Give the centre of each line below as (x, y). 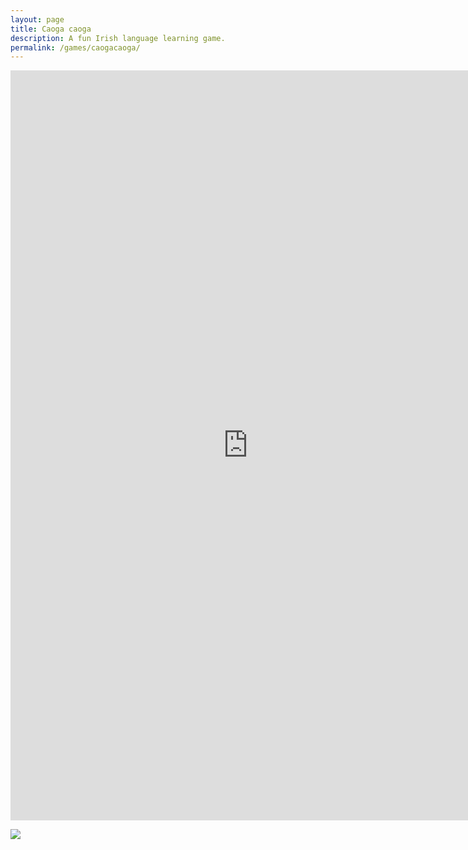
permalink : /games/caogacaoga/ (75, 47)
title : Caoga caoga (51, 29)
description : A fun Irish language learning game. (118, 38)
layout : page (37, 19)
